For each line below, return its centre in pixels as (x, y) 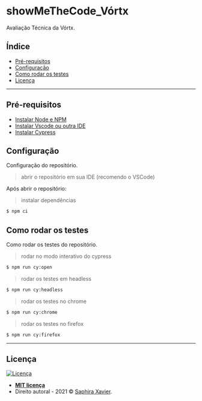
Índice (18, 47)
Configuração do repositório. (42, 165)
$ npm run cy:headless (35, 290)
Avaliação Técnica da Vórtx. (41, 28)
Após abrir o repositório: (36, 189)
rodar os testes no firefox (52, 323)
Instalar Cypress (35, 132)
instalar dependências (48, 200)
